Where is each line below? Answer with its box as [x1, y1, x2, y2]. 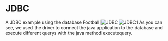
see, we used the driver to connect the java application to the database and [5, 24, 163, 30]
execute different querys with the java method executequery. [5, 30, 133, 36]
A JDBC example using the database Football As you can [5, 19, 162, 25]
